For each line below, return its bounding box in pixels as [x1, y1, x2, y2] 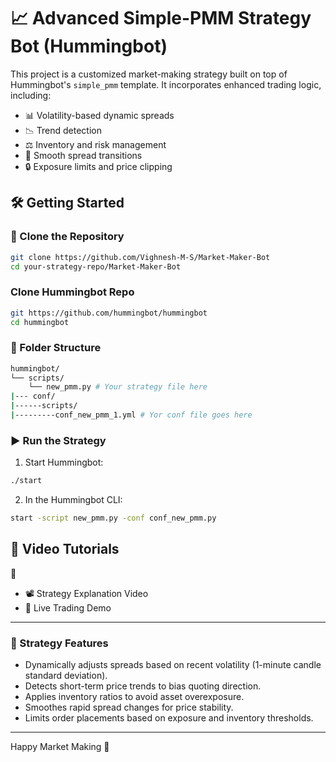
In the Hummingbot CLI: [24, 494, 123, 506]
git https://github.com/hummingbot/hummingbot [10, 308, 208, 318]
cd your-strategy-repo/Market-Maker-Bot [10, 261, 182, 272]
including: [10, 89, 52, 101]
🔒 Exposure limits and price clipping [24, 160, 173, 172]
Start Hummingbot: [24, 456, 104, 469]
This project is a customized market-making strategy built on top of [10, 68, 288, 80]
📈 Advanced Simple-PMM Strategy [10, 7, 312, 30]
